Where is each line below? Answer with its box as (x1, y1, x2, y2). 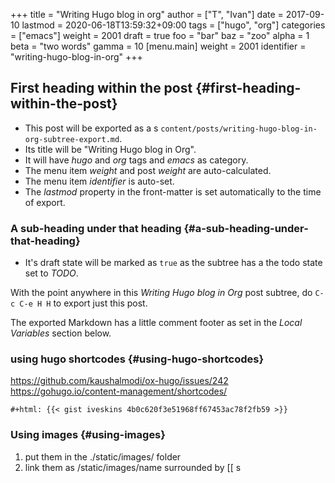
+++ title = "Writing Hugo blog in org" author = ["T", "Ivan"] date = (10, 9, 284, 20)
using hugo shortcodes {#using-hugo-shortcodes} (10, 352, 265, 366)
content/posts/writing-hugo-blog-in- (160, 124, 318, 134)
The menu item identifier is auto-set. (24, 175, 175, 187)
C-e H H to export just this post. (19, 297, 148, 309)
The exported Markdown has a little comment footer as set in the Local (10, 317, 303, 329)
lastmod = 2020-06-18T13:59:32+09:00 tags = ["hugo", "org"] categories (21, 19, 326, 31)
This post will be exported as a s (24, 122, 159, 134)
